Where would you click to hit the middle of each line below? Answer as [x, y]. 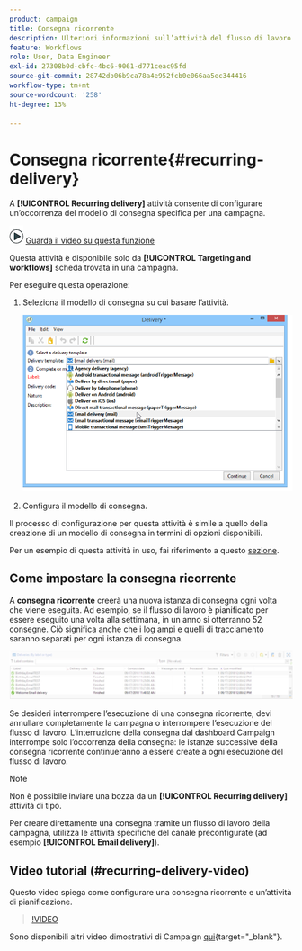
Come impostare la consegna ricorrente [123, 579]
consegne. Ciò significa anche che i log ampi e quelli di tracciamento [137, 629]
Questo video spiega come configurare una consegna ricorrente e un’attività [151, 893]
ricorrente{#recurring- [178, 160]
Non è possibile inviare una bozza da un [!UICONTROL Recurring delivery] [148, 796]
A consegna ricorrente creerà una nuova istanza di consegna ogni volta [143, 600]
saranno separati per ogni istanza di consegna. [96, 638]
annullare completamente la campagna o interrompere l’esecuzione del [141, 723]
